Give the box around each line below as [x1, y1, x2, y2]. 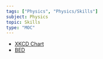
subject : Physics [6, 14, 49, 20]
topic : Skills [6, 19, 41, 25]
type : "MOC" [6, 24, 35, 31]
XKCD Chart [14, 40, 44, 47]
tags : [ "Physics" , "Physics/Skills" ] [6, 8, 98, 14]
